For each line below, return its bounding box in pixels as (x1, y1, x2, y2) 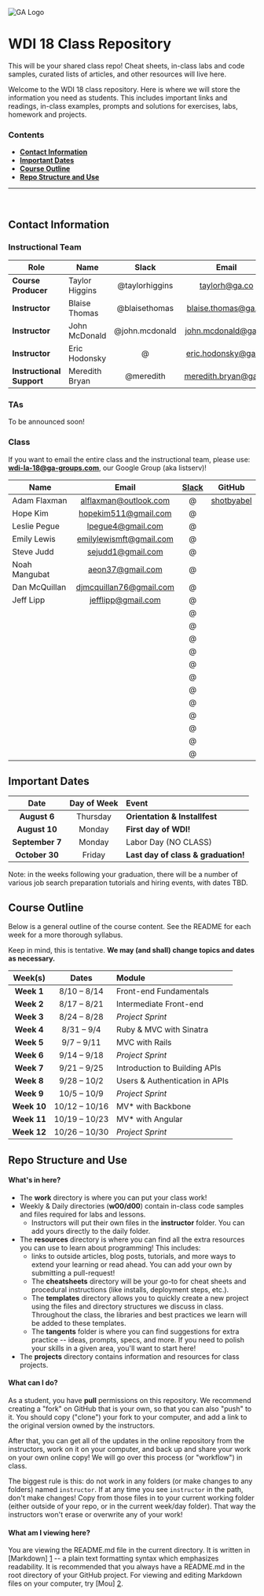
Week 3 (14, 1012, 44, 1023)
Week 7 (14, 1063, 44, 1074)
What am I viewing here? (8, 1527, 90, 1537)
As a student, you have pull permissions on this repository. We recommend (8, 1395, 251, 1405)
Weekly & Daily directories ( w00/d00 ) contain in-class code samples (19, 1201, 244, 1210)
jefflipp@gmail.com (89, 594, 161, 605)
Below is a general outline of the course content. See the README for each (8, 922, 251, 931)
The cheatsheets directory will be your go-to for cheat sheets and (31, 1276, 247, 1286)
